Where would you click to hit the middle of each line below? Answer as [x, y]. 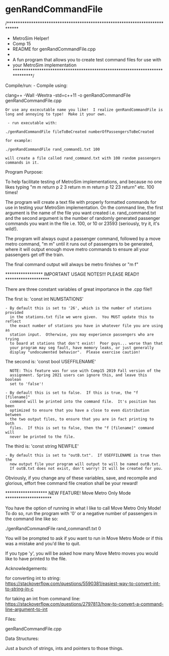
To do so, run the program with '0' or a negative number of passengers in [81, 513]
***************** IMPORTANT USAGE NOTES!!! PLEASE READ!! [72, 274]
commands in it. [22, 162]
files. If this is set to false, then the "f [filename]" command [82, 428]
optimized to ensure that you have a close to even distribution [80, 410]
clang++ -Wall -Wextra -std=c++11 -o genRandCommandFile [68, 95]
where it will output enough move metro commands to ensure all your [77, 249]
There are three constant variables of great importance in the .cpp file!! [79, 289]
